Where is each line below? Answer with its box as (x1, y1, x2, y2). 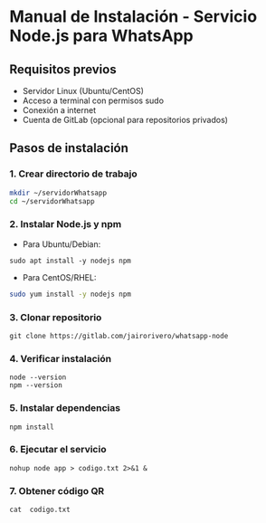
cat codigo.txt (9, 505, 71, 515)
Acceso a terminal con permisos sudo (22, 95, 165, 106)
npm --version (9, 381, 63, 390)
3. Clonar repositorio (9, 310, 102, 323)
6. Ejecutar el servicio (9, 443, 107, 456)
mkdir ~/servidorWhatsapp (9, 188, 107, 197)
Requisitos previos (9, 62, 117, 77)
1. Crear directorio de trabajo (9, 167, 138, 180)
